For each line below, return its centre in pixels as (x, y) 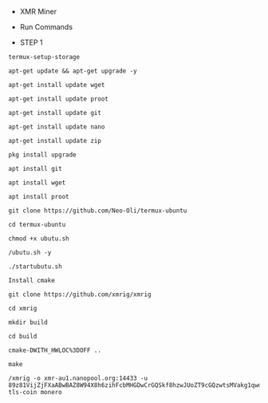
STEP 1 (31, 42)
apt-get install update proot (59, 99)
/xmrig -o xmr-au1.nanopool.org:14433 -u (78, 378)
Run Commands (46, 27)
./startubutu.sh (35, 267)
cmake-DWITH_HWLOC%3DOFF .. (55, 350)
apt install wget (37, 183)
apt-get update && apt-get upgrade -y (73, 71)
